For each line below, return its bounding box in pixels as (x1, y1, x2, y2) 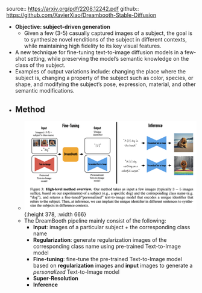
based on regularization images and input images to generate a (33, 262, 193, 269)
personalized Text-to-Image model (33, 268, 119, 276)
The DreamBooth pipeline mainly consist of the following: (24, 217, 166, 224)
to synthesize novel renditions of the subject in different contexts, (24, 36, 187, 43)
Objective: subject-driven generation (14, 23, 110, 30)
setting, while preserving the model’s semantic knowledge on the (27, 55, 189, 62)
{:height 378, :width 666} (24, 211, 86, 218)
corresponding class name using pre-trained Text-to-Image (33, 242, 181, 250)
